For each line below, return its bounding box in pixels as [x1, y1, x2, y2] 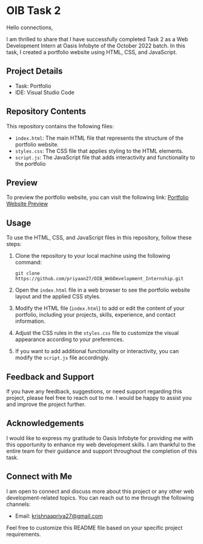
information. [15, 317, 45, 325]
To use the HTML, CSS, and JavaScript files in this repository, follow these [6, 234, 192, 241]
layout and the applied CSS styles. [15, 293, 101, 300]
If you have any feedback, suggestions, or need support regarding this [6, 388, 182, 395]
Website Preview [6, 200, 48, 207]
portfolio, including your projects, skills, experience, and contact [15, 311, 176, 318]
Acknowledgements [6, 418, 84, 429]
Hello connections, [6, 24, 53, 31]
